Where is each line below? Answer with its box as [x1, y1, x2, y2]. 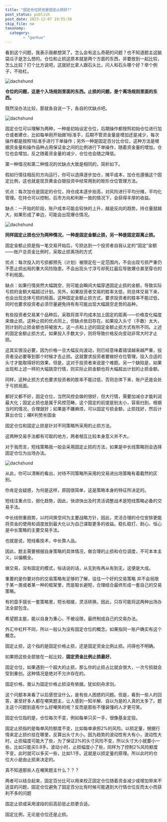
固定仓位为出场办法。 [5, 450, 49, 456]
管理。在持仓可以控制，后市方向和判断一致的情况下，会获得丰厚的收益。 [5, 195, 153, 201]
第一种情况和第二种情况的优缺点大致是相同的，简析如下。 [5, 161, 123, 167]
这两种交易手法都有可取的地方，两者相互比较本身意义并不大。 [5, 433, 132, 439]
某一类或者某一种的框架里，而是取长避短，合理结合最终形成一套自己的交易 [9, 582, 162, 588]
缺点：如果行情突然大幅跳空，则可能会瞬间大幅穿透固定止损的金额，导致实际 [5, 282, 162, 288]
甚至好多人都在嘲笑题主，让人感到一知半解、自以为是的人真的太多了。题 [13, 698, 162, 704]
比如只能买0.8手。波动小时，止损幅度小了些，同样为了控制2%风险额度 [13, 744, 158, 750]
